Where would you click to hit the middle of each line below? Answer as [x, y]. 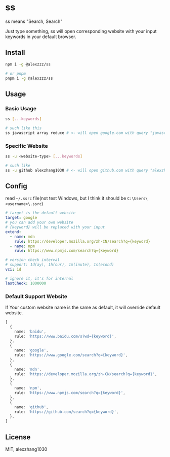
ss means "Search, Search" [34, 21]
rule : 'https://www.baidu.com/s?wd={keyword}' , [65, 336]
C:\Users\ [138, 199]
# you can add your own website [39, 222]
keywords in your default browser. [41, 37]
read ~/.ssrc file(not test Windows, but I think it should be [66, 198]
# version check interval [32, 260]
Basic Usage [21, 108]
